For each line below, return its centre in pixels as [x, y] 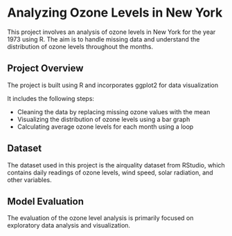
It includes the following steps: [51, 98]
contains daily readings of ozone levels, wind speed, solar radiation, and [110, 172]
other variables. [29, 180]
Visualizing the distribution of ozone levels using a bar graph [104, 119]
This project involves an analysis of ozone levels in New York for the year [111, 32]
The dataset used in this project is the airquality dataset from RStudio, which [116, 165]
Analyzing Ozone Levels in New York [115, 13]
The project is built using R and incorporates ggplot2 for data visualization [113, 85]
